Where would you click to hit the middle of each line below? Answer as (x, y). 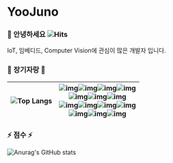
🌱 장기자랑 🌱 (26, 70)
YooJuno (33, 12)
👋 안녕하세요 (26, 35)
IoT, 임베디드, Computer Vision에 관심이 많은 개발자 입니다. (86, 50)
